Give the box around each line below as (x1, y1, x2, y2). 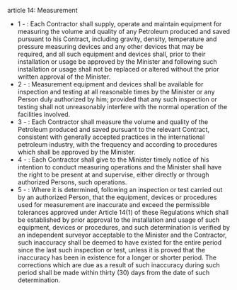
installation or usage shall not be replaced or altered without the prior (17, 65, 219, 73)
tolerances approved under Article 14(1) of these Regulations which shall (17, 208, 229, 216)
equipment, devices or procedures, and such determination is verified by (17, 223, 230, 231)
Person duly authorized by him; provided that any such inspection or (17, 95, 217, 104)
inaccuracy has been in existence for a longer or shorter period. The (17, 253, 217, 262)
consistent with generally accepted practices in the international (17, 133, 205, 141)
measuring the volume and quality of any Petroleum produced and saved (17, 28, 231, 35)
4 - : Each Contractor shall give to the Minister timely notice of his (17, 155, 209, 164)
